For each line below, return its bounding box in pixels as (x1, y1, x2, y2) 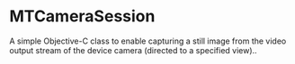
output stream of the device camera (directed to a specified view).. (9, 44, 258, 55)
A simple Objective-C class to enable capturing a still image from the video (9, 36, 287, 46)
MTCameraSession (9, 6, 156, 27)
